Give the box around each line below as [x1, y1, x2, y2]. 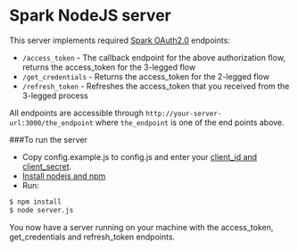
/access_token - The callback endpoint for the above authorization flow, [21, 52, 286, 63]
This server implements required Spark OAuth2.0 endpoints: [9, 35, 230, 46]
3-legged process [21, 90, 89, 101]
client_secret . [21, 161, 72, 172]
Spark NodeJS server [9, 5, 171, 26]
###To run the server [9, 134, 87, 145]
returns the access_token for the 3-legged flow [21, 62, 196, 72]
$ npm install [9, 197, 62, 206]
